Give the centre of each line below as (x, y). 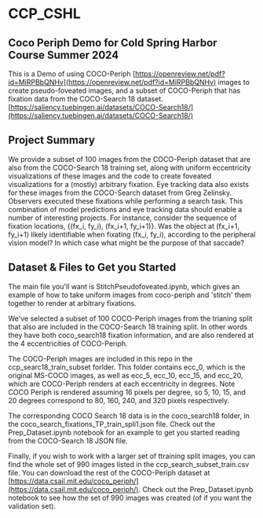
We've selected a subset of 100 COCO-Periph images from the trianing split (130, 318)
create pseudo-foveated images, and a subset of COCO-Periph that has (124, 90)
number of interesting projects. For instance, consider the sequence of (122, 218)
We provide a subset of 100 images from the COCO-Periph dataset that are (130, 159)
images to (234, 82)
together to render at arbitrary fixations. (72, 303)
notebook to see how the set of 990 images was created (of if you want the (130, 498)
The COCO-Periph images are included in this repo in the (100, 358)
